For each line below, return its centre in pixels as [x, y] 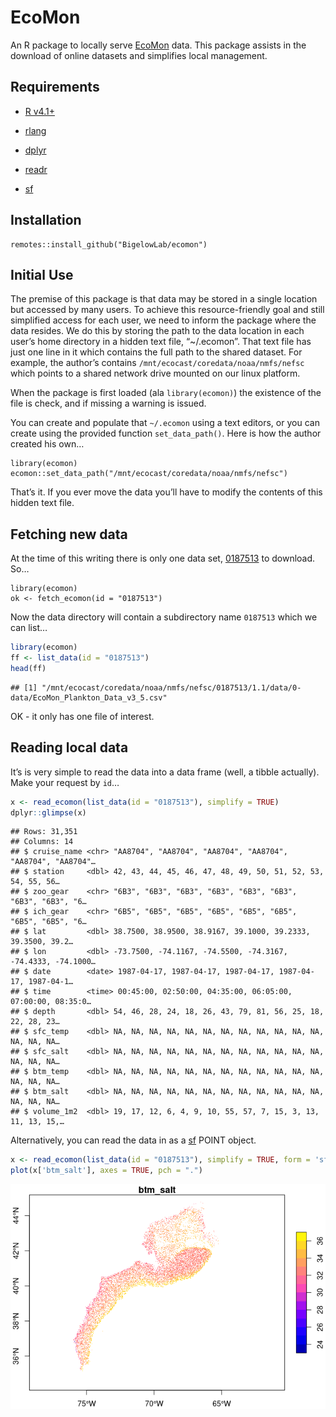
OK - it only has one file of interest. [82, 716]
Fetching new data [69, 534]
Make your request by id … [65, 782]
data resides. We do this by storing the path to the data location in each [157, 331]
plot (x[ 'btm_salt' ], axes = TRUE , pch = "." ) [106, 1171]
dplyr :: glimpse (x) [48, 812]
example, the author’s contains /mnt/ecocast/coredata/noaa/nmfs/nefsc [157, 363]
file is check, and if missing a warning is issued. [108, 403]
